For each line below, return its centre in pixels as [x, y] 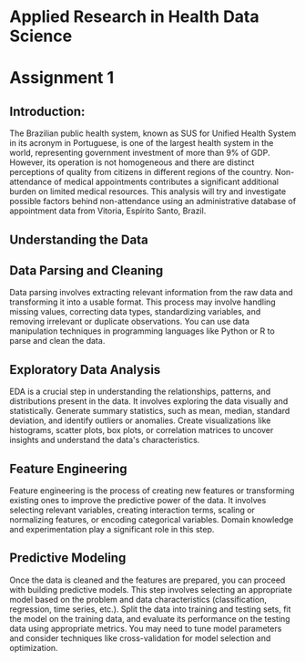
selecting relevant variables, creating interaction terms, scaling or [132, 510]
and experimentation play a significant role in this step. [112, 530]
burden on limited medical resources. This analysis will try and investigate [148, 191]
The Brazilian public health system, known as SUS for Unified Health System [153, 133]
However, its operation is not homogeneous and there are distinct [132, 162]
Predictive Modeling [68, 558]
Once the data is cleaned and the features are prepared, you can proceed [147, 580]
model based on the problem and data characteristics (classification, [138, 599]
